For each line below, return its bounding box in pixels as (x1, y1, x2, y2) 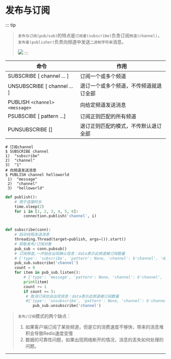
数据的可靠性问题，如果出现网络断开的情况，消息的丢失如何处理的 (25, 337, 164, 343)
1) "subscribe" (5, 153, 40, 158)
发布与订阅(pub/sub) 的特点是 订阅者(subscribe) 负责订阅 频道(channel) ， (17, 32, 162, 38)
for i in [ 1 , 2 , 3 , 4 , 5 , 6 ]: (14, 209, 79, 214)
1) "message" (7, 177, 38, 182)
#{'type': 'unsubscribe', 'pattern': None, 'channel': (25, 298, 145, 304)
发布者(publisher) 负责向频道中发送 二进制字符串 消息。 (17, 39, 126, 45)
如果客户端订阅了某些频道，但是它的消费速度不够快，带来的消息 (25, 324, 159, 330)
